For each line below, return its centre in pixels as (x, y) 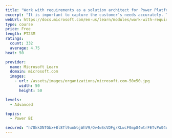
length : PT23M (20, 34)
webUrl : (14, 19)
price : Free (18, 29)
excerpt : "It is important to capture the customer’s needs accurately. (84, 15)
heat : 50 (15, 53)
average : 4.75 (25, 48)
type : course (19, 24)
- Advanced (21, 105)
